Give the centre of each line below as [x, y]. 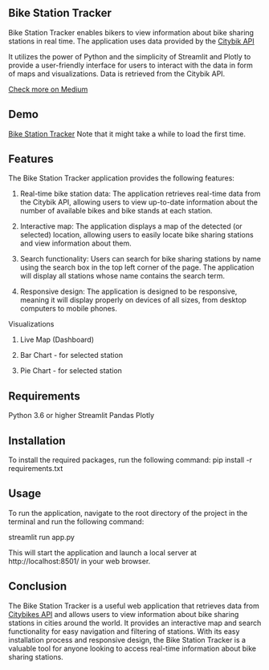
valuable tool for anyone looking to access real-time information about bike [132, 648]
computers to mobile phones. [69, 309]
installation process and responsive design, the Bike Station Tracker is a [127, 640]
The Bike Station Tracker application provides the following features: [122, 178]
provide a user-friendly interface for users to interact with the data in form [130, 65]
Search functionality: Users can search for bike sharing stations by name [140, 259]
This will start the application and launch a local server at [102, 552]
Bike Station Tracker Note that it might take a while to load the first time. [127, 134]
